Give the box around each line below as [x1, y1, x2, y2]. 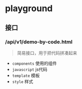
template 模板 [12, 72, 40, 78]
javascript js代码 [12, 66, 48, 72]
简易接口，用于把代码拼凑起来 [17, 50, 77, 56]
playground [5, 3, 53, 14]
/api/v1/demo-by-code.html [5, 38, 73, 45]
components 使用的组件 [12, 60, 57, 66]
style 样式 [12, 78, 33, 84]
